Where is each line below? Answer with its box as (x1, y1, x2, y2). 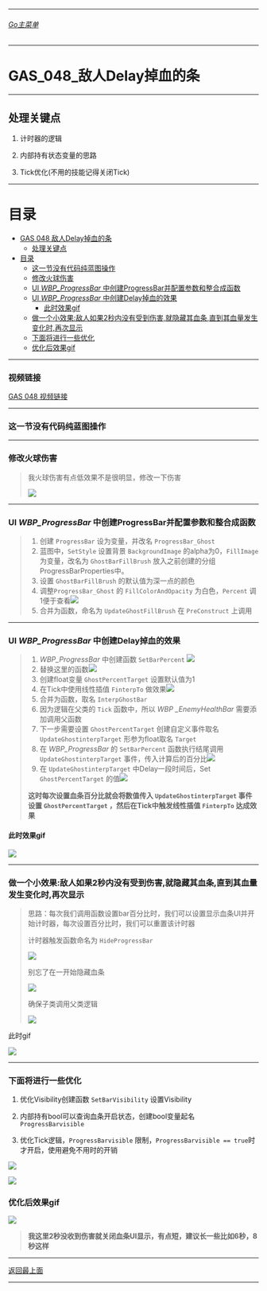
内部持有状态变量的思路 (19, 150, 97, 160)
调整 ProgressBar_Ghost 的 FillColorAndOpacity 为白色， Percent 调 (39, 586, 257, 596)
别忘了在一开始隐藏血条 (27, 967, 105, 977)
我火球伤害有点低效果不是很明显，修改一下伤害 (27, 472, 181, 482)
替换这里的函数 (39, 665, 89, 675)
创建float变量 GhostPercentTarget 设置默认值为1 (39, 675, 195, 684)
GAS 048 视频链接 (8, 391, 68, 402)
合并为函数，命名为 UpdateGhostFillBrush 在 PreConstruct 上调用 (39, 606, 253, 616)
